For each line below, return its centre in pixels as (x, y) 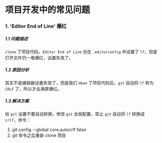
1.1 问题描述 (16, 39)
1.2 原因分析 (17, 70)
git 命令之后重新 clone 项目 (39, 135)
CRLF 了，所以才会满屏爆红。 (33, 89)
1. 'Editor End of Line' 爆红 (36, 26)
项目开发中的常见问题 (48, 10)
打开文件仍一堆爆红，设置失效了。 (39, 58)
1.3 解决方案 (17, 101)
